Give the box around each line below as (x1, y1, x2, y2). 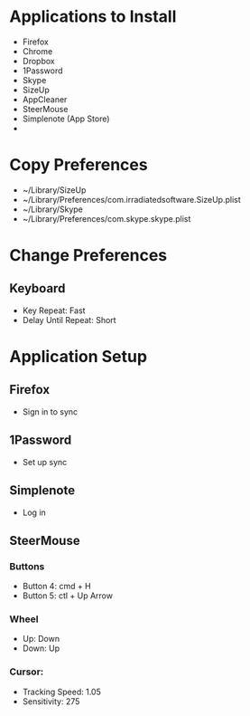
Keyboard (9, 281, 66, 296)
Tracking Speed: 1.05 (22, 686, 101, 697)
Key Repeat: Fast (22, 305, 86, 316)
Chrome (22, 45, 53, 56)
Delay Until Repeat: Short (22, 314, 116, 325)
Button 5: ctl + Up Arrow (22, 590, 113, 601)
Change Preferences (9, 245, 168, 266)
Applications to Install (9, 6, 177, 27)
